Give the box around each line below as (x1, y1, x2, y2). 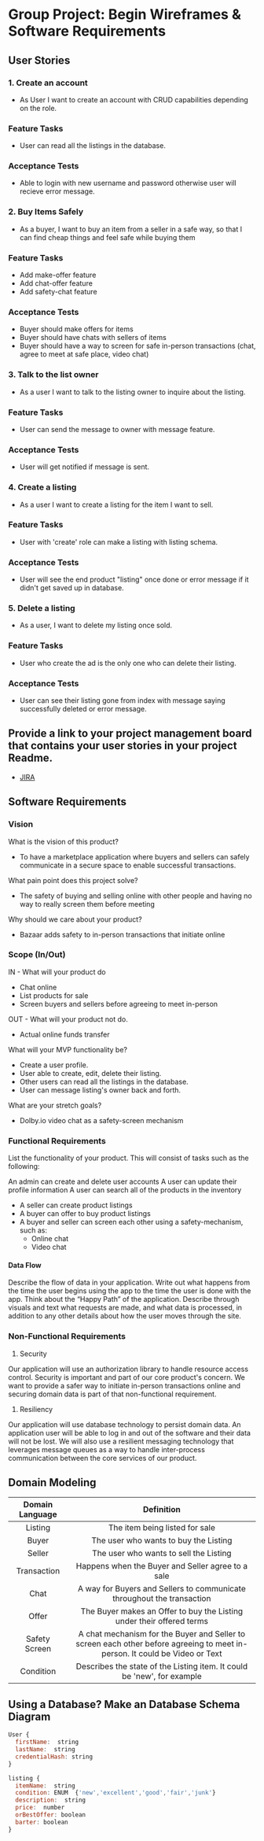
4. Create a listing (8, 482, 77, 493)
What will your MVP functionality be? (8, 1044, 128, 1054)
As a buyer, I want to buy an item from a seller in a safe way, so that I (19, 224, 242, 234)
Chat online (19, 982, 57, 992)
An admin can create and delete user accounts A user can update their (8, 1177, 237, 1186)
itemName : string (15, 1781, 76, 1790)
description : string (15, 1796, 86, 1804)
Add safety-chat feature (19, 287, 97, 297)
